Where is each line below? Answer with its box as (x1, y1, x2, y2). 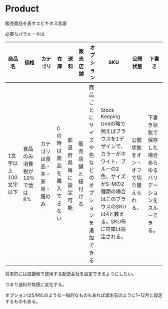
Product (5, 3, 39, 15)
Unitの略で (100, 120, 126, 127)
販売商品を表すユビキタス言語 (5, 20, 66, 26)
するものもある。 (5, 298, 40, 304)
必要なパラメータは (5, 31, 45, 37)
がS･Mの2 (100, 180, 124, 187)
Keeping (100, 113, 120, 120)
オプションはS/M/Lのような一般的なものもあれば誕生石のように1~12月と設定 (5, 292, 162, 298)
